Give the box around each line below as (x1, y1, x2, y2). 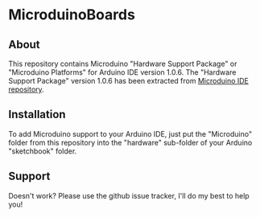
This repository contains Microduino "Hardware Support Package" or (8, 59, 237, 68)
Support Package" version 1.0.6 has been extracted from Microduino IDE (8, 76, 250, 85)
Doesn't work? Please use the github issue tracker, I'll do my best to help (8, 190, 250, 200)
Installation (8, 108, 66, 121)
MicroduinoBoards (8, 6, 135, 24)
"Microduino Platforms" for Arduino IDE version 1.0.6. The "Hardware (8, 68, 237, 77)
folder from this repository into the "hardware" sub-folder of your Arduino (8, 137, 253, 147)
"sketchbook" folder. (8, 146, 77, 156)
